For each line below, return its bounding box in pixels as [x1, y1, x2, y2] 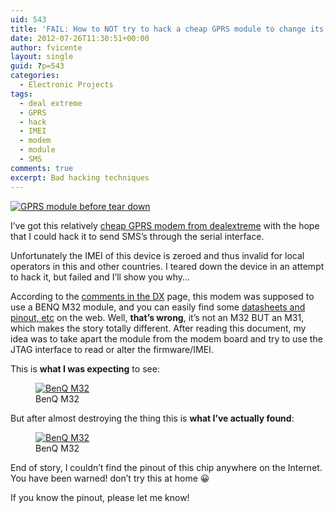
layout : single [10, 52, 74, 62]
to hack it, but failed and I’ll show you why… [10, 271, 190, 283]
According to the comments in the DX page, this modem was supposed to [10, 290, 315, 302]
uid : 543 [10, 14, 47, 25]
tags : [10, 89, 33, 99]
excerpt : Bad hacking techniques [10, 172, 150, 183]
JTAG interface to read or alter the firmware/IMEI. [10, 343, 214, 355]
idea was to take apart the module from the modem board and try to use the [10, 332, 323, 345]
